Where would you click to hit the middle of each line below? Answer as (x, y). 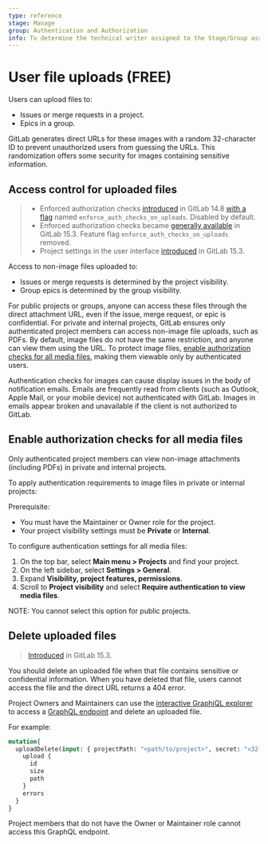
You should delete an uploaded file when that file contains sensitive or (124, 670)
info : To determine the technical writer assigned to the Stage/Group (128, 38)
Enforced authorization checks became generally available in (140, 225)
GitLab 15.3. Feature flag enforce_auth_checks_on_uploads (134, 234)
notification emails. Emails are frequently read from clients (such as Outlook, (134, 389)
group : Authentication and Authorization (78, 30)
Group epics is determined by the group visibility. (100, 290)
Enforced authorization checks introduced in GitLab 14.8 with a (143, 209)
